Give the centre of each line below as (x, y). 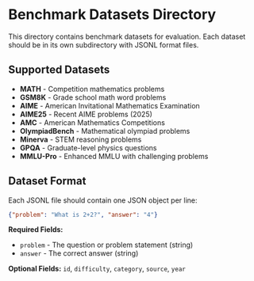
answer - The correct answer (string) (79, 253)
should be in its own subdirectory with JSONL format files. (104, 44)
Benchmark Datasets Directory (112, 15)
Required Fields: (36, 230)
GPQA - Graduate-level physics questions (88, 147)
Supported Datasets (59, 70)
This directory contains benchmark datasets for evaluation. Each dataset (127, 36)
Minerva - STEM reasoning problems (81, 139)
